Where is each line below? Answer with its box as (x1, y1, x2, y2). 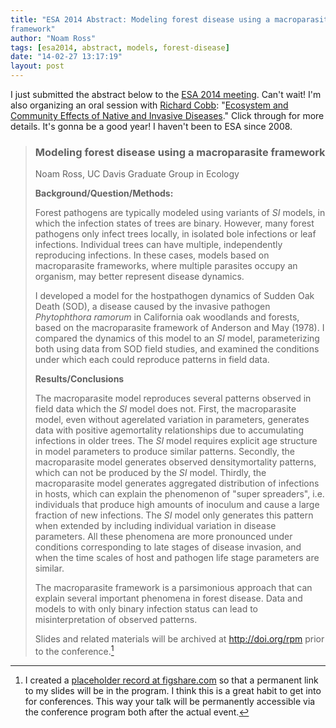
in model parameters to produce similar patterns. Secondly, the (34, 446, 296, 458)
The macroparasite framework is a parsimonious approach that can (34, 582, 313, 594)
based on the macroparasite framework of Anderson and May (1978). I (34, 322, 325, 334)
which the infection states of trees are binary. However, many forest (34, 217, 315, 230)
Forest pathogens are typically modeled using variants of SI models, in (34, 207, 326, 219)
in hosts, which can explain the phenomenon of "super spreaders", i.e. (34, 488, 325, 500)
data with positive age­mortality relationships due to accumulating (34, 424, 304, 436)
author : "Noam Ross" (10, 33, 97, 43)
